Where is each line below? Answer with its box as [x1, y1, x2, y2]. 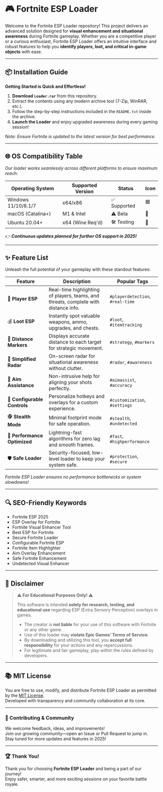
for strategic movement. [48, 345, 103, 352]
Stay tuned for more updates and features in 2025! [5, 736, 107, 742]
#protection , [110, 453, 139, 460]
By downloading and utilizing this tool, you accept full [24, 637, 132, 643]
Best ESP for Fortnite [12, 530, 54, 535]
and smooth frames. [48, 441, 95, 448]
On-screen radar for [48, 353, 96, 359]
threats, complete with [48, 298, 100, 305]
